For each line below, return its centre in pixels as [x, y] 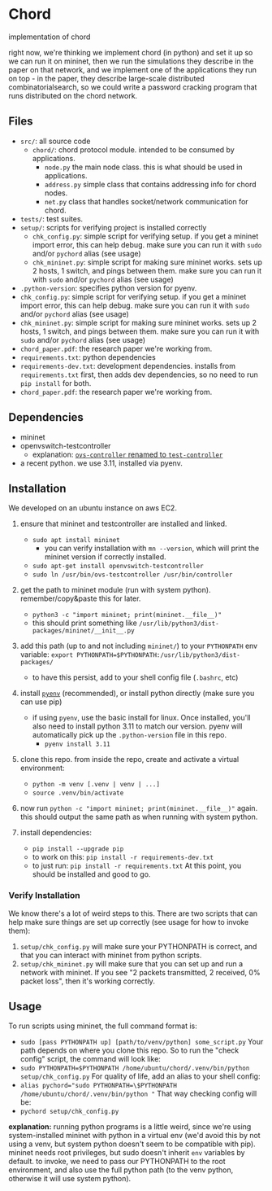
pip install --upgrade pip [78, 849]
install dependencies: [56, 833]
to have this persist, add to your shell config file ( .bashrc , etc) [135, 677]
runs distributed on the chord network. [73, 95]
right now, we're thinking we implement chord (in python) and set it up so [131, 52]
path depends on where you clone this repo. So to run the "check [130, 1050]
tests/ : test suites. [52, 219]
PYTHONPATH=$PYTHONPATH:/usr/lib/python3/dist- [159, 655]
